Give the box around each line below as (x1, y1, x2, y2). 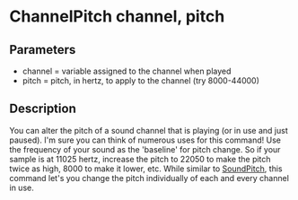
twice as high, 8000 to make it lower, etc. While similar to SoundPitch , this (9, 163, 283, 174)
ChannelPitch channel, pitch (9, 6, 225, 27)
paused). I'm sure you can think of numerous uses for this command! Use (9, 135, 281, 145)
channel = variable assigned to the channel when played (22, 65, 232, 76)
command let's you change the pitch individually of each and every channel (9, 172, 290, 183)
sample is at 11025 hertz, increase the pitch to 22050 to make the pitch (9, 153, 271, 164)
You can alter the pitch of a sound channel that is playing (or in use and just (9, 125, 289, 135)
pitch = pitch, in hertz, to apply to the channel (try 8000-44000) (22, 75, 260, 86)
